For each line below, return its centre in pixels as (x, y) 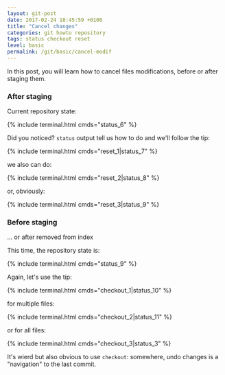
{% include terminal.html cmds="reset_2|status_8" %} (83, 178)
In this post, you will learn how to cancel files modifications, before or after (113, 71)
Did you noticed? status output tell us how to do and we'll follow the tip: (109, 138)
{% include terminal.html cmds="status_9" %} (72, 264)
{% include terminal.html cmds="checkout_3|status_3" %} (89, 343)
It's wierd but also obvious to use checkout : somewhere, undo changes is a (113, 357)
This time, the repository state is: (54, 251)
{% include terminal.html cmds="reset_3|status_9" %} (83, 205)
